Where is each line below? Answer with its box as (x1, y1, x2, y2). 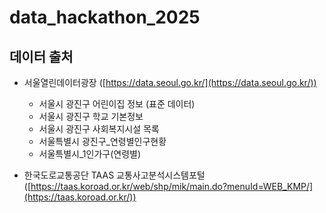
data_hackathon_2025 (9, 6, 201, 29)
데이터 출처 (9, 48, 74, 65)
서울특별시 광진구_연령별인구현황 (38, 136, 167, 147)
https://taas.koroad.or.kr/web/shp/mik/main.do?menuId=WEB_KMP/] (30, 181, 314, 192)
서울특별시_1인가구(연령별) (38, 148, 142, 160)
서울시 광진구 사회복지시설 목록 (38, 123, 160, 135)
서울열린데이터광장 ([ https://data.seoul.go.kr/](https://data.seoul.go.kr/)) (23, 77, 317, 88)
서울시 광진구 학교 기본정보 (38, 111, 144, 122)
